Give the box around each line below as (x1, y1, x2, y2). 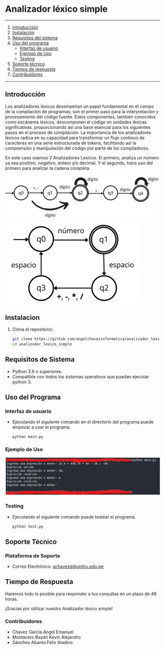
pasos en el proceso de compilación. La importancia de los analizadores (5, 129, 151, 135)
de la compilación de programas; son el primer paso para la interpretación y (5, 108, 159, 114)
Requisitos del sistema (12, 34, 58, 40)
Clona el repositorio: (12, 326, 54, 333)
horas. (5, 596, 18, 602)
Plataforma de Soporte (5, 552, 60, 559)
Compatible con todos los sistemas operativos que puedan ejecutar (12, 373, 149, 379)
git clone (12, 337, 33, 341)
